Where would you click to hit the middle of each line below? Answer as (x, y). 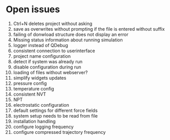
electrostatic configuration (41, 105)
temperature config (34, 88)
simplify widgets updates (40, 78)
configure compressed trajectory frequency (59, 132)
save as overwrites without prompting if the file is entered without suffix (89, 29)
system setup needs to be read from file (55, 115)
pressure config (30, 83)
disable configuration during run (47, 67)
